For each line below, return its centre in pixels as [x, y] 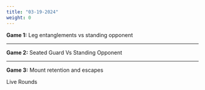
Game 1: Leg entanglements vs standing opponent [70, 35]
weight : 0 [19, 18]
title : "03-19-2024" [33, 12]
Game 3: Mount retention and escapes [55, 70]
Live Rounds [22, 81]
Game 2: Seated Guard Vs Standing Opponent [64, 52]
